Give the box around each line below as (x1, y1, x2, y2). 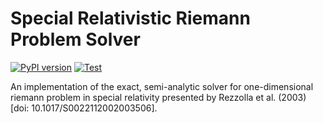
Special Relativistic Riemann (10, 7, 251, 30)
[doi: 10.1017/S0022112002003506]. (10, 102, 158, 114)
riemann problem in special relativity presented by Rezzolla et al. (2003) (10, 91, 307, 103)
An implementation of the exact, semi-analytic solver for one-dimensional (10, 80, 314, 92)
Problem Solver (10, 28, 141, 51)
